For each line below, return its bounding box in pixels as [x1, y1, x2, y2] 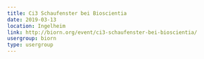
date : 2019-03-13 [7, 16, 57, 23]
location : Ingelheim [7, 22, 66, 29]
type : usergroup [7, 41, 53, 48]
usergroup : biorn [7, 35, 57, 42]
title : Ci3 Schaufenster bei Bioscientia [7, 9, 127, 17]
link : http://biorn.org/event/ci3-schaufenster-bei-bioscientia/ [7, 28, 197, 36]
